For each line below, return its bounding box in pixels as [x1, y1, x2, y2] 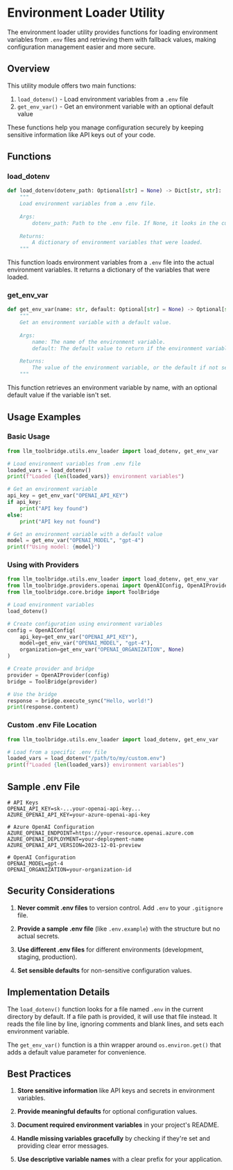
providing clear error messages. [17, 1141, 109, 1150]
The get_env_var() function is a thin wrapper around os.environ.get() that [7, 1041, 221, 1049]
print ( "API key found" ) [19, 505, 89, 512]
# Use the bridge [7, 690, 58, 697]
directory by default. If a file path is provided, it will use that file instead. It [7, 1012, 217, 1020]
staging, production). [17, 952, 78, 961]
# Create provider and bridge [7, 665, 95, 672]
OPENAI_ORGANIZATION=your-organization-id [7, 866, 132, 873]
